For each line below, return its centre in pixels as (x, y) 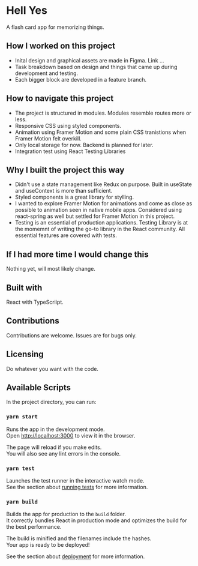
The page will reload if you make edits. (54, 447)
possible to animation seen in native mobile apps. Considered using (98, 210)
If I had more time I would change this (77, 254)
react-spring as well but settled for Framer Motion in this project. (95, 216)
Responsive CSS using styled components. (68, 125)
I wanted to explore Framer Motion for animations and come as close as (103, 203)
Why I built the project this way (65, 170)
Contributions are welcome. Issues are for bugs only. (71, 335)
